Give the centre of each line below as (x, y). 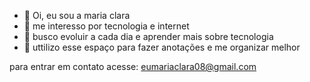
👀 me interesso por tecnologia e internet (106, 26)
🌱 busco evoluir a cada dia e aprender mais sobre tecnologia (148, 36)
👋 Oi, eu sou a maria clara (77, 15)
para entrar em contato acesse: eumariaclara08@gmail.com (133, 66)
